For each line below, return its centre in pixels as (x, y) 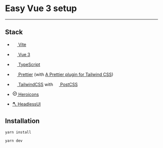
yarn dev (14, 141)
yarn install (18, 132)
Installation (22, 121)
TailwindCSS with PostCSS (48, 84)
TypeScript (29, 64)
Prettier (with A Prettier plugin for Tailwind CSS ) (66, 74)
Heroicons (29, 94)
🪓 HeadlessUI (26, 104)
